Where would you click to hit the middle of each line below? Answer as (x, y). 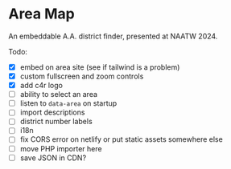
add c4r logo (41, 86)
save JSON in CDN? (53, 158)
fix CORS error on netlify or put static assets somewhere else (121, 139)
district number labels (56, 122)
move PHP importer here (61, 148)
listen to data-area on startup (68, 103)
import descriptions (52, 112)
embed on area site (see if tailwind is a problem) (100, 67)
